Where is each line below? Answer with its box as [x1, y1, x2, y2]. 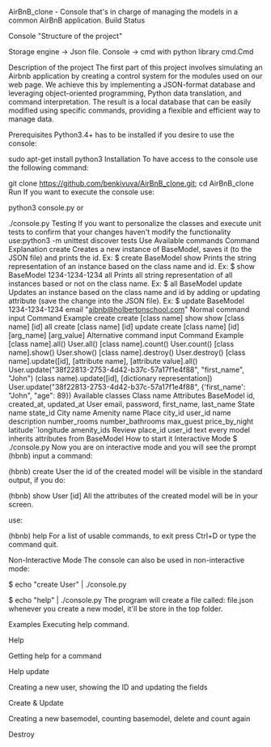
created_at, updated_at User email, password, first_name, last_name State [8, 399, 256, 408]
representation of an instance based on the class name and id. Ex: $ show [8, 262, 255, 271]
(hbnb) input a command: [8, 451, 93, 460]
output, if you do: [8, 476, 66, 484]
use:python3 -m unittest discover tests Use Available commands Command [8, 236, 260, 245]
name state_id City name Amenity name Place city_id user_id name [8, 408, 231, 417]
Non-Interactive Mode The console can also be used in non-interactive [8, 555, 245, 565]
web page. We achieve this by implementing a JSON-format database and [8, 80, 256, 89]
